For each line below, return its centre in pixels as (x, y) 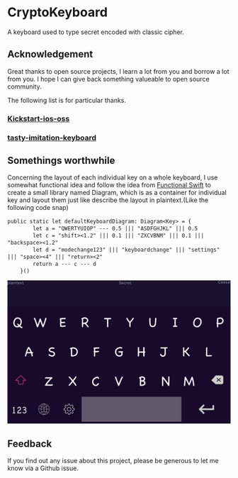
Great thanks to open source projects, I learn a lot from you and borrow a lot (118, 71)
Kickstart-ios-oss (39, 118)
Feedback (30, 444)
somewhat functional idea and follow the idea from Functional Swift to (109, 185)
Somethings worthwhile (61, 160)
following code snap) (38, 208)
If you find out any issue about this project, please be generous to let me (113, 461)
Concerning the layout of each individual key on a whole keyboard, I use (113, 177)
